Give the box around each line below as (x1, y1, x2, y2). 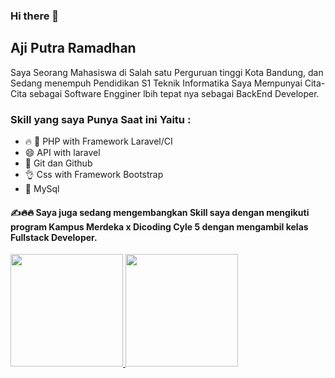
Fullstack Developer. (10, 231, 98, 243)
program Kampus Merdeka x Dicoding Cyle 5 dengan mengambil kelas (10, 220, 309, 233)
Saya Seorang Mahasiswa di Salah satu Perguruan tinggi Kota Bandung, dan (10, 66, 324, 78)
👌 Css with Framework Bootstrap (24, 169, 164, 181)
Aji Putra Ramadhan (10, 40, 137, 57)
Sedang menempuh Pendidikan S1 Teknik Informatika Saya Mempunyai (10, 77, 303, 89)
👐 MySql (24, 183, 60, 195)
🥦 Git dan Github (24, 157, 93, 169)
